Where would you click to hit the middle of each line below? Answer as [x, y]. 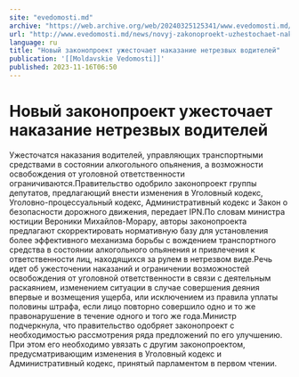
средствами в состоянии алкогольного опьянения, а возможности [137, 164]
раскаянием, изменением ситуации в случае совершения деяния [134, 287]
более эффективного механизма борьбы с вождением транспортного [143, 240]
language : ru [33, 42]
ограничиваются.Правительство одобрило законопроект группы [133, 183]
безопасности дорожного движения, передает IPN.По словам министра [147, 211]
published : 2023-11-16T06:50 [63, 68]
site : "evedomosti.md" [51, 17]
